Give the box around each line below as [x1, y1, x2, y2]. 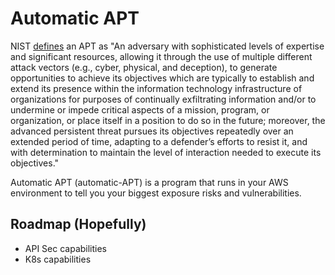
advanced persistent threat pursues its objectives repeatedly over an [10, 125, 294, 137]
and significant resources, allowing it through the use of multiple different [10, 50, 313, 62]
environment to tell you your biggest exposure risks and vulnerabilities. [10, 187, 302, 199]
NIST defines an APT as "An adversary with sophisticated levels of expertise [10, 40, 325, 52]
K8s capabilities [24, 253, 92, 265]
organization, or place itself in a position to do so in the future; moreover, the [10, 114, 326, 126]
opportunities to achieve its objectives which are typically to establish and [10, 72, 315, 84]
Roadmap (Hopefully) [10, 216, 147, 233]
